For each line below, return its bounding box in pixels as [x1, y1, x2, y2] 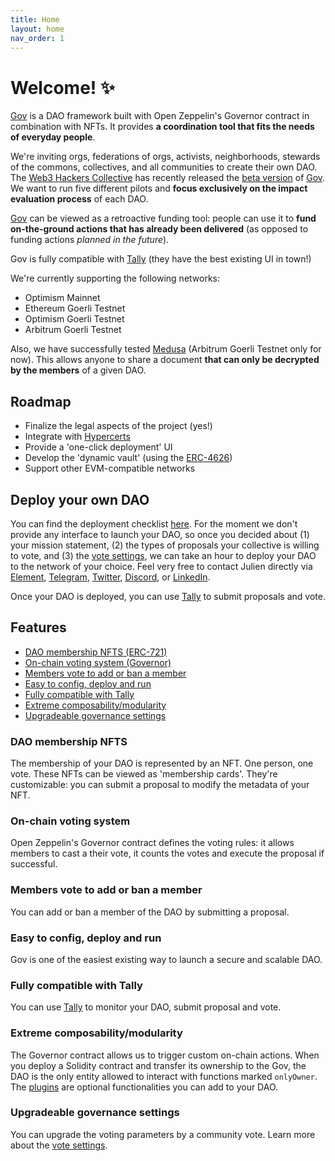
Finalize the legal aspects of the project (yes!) [24, 420, 213, 432]
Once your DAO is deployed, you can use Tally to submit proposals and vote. [10, 590, 326, 602]
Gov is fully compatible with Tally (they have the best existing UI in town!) [10, 253, 312, 265]
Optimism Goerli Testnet [24, 313, 125, 325]
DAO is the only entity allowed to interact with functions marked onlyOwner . [10, 1070, 318, 1082]
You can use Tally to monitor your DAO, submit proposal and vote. [10, 1001, 282, 1013]
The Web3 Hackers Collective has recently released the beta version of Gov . [10, 172, 326, 184]
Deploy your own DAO [10, 491, 150, 508]
